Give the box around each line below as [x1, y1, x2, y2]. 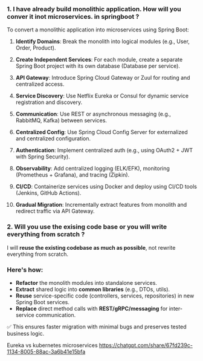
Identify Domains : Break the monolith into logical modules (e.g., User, [15, 38, 190, 45]
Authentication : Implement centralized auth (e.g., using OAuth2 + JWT [15, 147, 193, 154]
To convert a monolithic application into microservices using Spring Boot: [7, 26, 189, 33]
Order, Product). [15, 44, 56, 51]
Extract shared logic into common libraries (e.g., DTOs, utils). [15, 285, 170, 293]
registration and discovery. [15, 99, 83, 106]
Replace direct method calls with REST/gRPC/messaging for [15, 305, 168, 312]
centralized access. [15, 80, 65, 88]
